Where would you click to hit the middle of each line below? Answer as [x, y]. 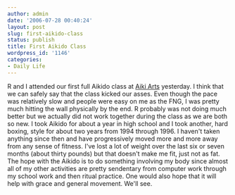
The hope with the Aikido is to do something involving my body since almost [118, 161]
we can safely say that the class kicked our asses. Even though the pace [113, 94]
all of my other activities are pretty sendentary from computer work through [117, 168]
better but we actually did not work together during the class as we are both [117, 116]
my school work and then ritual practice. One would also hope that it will [112, 176]
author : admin [28, 14]
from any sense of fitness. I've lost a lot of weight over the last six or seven [116, 146]
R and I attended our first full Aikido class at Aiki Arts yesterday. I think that [115, 86]
